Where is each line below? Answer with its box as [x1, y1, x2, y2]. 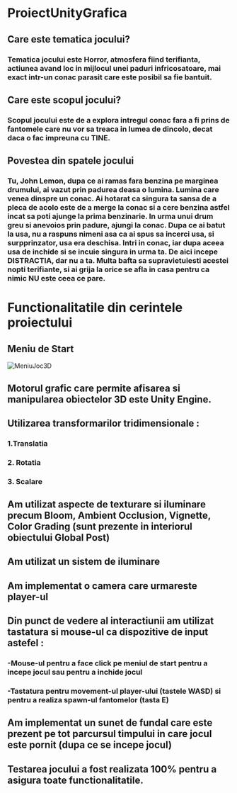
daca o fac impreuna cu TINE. [7, 133, 111, 142]
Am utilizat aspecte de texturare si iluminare [7, 498, 207, 511]
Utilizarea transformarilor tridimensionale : [7, 417, 200, 429]
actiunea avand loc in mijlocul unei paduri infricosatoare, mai [7, 63, 221, 73]
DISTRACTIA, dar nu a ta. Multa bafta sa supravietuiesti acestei [7, 256, 229, 266]
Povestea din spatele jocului [7, 154, 134, 167]
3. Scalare [7, 476, 42, 486]
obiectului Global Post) [7, 532, 110, 544]
